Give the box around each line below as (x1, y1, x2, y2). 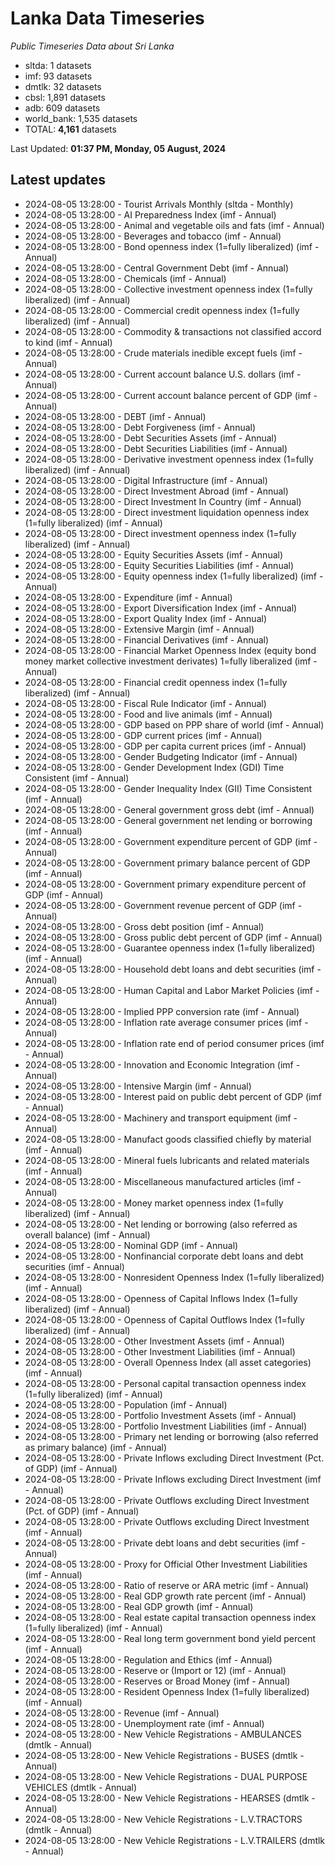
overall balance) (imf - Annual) (24, 1228, 151, 1241)
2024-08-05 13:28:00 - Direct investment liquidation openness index (24, 506, 310, 518)
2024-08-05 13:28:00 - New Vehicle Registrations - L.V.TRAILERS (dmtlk (24, 1834, 326, 1846)
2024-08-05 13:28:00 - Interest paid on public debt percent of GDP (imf (24, 1090, 322, 1102)
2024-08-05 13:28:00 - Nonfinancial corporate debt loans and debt (24, 1250, 304, 1262)
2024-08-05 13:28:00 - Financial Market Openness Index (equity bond (24, 644, 317, 656)
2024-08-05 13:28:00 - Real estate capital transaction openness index (24, 1611, 317, 1623)
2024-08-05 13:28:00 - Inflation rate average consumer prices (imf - (24, 1016, 309, 1028)
